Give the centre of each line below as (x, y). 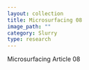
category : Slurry (32, 33)
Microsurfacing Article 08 (44, 59)
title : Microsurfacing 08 (44, 20)
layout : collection (35, 14)
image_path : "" (29, 26)
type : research (29, 40)
